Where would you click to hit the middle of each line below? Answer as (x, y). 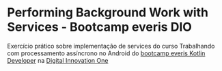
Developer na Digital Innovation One (58, 60)
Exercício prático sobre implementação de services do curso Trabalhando (111, 46)
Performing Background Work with (108, 13)
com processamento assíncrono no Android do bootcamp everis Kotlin (106, 53)
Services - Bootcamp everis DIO (100, 27)
